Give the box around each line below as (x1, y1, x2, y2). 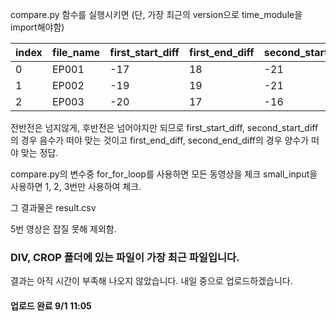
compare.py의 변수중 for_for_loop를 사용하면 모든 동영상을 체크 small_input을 (10, 168, 318, 180)
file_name (51, 46, 101, 59)
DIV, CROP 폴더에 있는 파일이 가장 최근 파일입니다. (10, 250, 240, 264)
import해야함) (10, 21, 65, 33)
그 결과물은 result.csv (10, 202, 97, 213)
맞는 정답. (20, 147, 59, 158)
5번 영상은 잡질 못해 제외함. (10, 223, 117, 235)
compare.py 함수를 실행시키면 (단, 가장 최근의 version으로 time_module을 (10, 9, 303, 20)
